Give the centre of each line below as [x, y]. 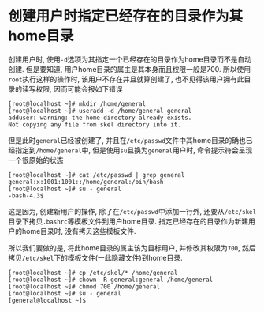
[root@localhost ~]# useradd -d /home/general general [100, 111]
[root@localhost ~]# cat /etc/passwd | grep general [97, 175]
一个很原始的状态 [36, 160]
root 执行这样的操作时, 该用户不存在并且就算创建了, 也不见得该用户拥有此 [126, 79]
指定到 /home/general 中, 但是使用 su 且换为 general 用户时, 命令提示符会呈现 [134, 150]
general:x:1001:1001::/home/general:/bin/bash [86, 182]
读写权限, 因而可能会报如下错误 [72, 88]
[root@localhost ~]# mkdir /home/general [77, 103]
